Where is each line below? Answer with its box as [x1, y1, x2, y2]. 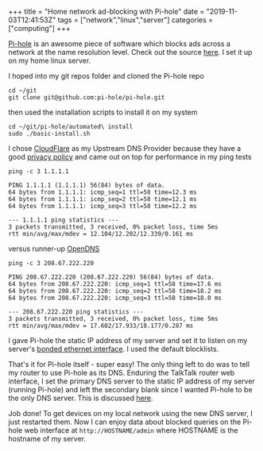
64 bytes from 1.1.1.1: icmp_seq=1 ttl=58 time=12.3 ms [8, 188, 197, 196]
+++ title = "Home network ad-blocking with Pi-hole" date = [8, 7, 205, 16]
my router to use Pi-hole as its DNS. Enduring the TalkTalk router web [8, 368, 235, 377]
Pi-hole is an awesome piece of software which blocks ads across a [8, 39, 230, 48]
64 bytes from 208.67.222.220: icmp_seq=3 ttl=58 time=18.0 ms [8, 294, 222, 302]
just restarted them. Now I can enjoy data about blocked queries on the [8, 417, 242, 426]
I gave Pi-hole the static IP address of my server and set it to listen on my [8, 336, 248, 345]
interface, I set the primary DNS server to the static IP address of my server [8, 376, 256, 386]
